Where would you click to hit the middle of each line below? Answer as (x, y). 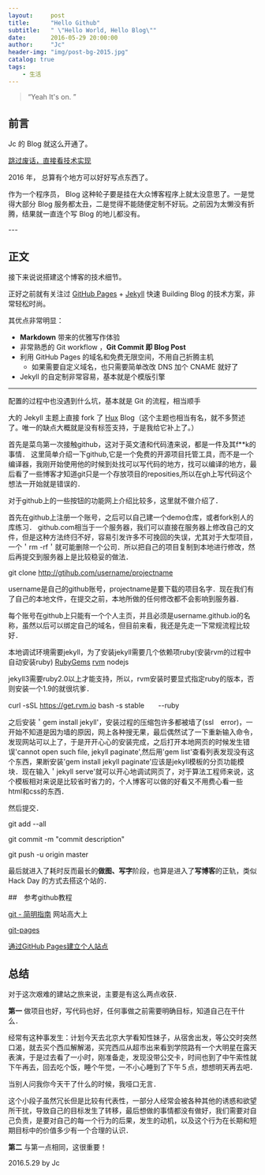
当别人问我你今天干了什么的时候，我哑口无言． (84, 1084)
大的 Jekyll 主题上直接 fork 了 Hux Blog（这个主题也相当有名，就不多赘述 (127, 418)
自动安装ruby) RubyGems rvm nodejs (69, 662)
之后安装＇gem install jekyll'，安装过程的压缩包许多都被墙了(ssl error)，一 (131, 723)
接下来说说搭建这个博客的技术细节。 (67, 277)
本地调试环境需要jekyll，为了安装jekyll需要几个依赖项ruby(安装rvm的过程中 (130, 652)
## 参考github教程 (40, 898)
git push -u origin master (49, 854)
